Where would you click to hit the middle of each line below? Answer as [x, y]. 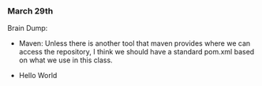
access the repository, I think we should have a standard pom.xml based [137, 52]
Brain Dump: [28, 28]
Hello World [38, 76]
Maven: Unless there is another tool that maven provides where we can [135, 43]
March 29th [30, 11]
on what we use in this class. [65, 60]
